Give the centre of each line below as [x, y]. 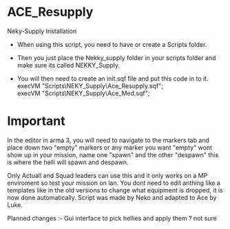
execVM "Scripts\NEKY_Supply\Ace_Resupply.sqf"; [90, 86]
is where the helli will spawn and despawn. [68, 162]
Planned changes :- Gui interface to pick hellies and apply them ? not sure [112, 218]
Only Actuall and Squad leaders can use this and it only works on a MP [107, 175]
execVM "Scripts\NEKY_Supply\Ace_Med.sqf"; [83, 93]
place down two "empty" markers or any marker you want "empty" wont [109, 147]
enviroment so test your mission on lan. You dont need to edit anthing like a [114, 183]
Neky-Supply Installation [42, 31]
